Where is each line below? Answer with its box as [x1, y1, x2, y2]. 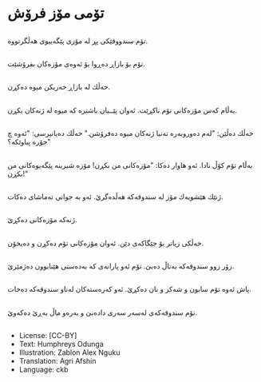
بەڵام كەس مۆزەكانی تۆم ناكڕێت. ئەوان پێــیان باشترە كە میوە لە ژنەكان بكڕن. [7, 105, 237, 115]
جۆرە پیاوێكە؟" [7, 137, 51, 147]
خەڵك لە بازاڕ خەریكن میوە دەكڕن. [7, 82, 111, 92]
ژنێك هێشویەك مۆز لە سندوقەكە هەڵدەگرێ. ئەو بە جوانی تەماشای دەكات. [7, 192, 223, 201]
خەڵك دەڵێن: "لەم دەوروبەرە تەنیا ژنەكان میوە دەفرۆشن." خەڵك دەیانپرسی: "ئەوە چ [7, 129, 254, 138]
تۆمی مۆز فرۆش [7, 4, 105, 22]
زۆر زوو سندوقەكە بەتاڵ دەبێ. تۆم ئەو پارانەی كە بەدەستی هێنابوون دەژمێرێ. [7, 261, 235, 271]
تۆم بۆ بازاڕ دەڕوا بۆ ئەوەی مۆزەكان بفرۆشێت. [7, 58, 145, 68]
